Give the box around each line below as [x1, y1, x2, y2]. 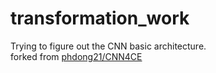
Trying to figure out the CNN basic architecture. [10, 40, 207, 52]
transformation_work [10, 7, 190, 30]
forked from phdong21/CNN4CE [10, 50, 143, 62]
